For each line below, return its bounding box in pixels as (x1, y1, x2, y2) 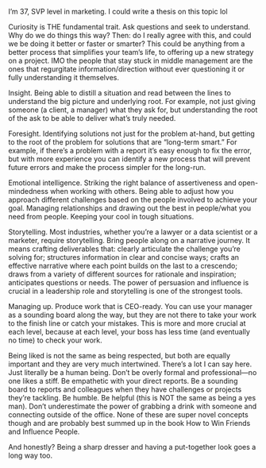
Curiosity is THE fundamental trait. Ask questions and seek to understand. (8, 22, 251, 31)
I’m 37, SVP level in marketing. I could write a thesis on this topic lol (8, 7, 228, 16)
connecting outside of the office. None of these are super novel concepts (8, 410, 249, 420)
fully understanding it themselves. (8, 73, 119, 82)
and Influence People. (8, 427, 80, 436)
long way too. (8, 451, 53, 460)
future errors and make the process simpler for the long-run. (8, 163, 206, 172)
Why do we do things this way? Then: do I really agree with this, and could (8, 31, 252, 40)
